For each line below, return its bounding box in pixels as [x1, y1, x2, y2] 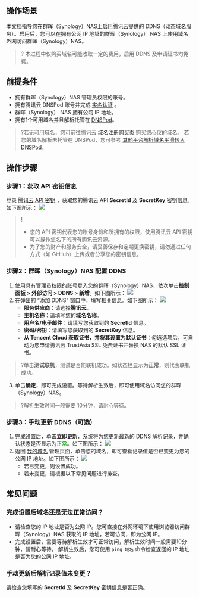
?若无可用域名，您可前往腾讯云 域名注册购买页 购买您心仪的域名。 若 [20, 129, 189, 136]
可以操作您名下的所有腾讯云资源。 [29, 236, 113, 243]
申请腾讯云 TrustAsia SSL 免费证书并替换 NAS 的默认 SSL [39, 341, 180, 349]
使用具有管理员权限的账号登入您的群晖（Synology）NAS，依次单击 [14, 282, 179, 289]
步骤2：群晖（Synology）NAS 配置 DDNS [6, 267, 127, 275]
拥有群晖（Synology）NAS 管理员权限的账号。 [14, 94, 129, 101]
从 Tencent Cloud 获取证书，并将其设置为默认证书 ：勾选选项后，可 [23, 334, 188, 341]
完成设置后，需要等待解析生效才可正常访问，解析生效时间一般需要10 [14, 538, 182, 545]
